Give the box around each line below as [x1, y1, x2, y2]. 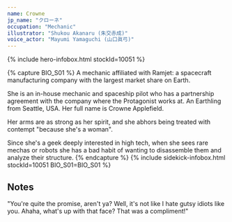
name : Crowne [7, 10, 45, 17]
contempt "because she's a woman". [7, 125, 113, 134]
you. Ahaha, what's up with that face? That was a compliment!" [7, 207, 189, 215]
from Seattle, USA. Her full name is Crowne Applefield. [7, 104, 164, 113]
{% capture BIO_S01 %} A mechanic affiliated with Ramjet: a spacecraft [7, 69, 212, 77]
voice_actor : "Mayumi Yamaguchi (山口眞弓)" [7, 36, 134, 43]
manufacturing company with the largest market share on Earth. [7, 76, 191, 84]
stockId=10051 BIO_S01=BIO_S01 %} [7, 161, 111, 169]
